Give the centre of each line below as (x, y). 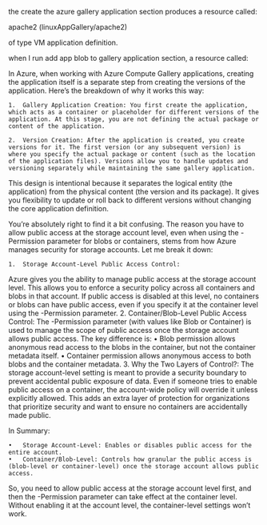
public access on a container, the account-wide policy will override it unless (133, 390)
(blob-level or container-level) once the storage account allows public (134, 467)
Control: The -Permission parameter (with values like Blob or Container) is (130, 322)
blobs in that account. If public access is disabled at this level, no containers (134, 296)
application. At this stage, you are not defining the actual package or (134, 119)
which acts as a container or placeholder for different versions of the (134, 112)
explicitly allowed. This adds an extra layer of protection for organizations (129, 398)
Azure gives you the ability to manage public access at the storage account (132, 279)
